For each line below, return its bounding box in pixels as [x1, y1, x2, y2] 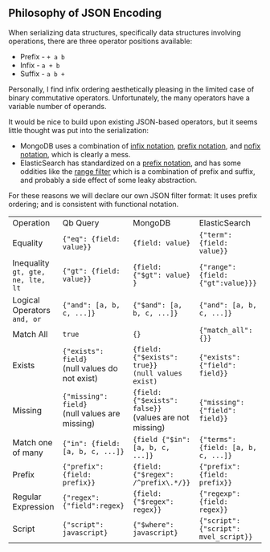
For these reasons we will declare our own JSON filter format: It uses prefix [8, 190, 258, 200]
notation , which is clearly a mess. [19, 149, 131, 159]
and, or [12, 315, 42, 323]
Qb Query [62, 217, 100, 228]
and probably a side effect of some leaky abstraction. [19, 175, 198, 185]
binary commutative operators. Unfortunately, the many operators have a [8, 92, 251, 103]
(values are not [132, 412, 190, 423]
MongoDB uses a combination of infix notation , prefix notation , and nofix [19, 140, 261, 151]
